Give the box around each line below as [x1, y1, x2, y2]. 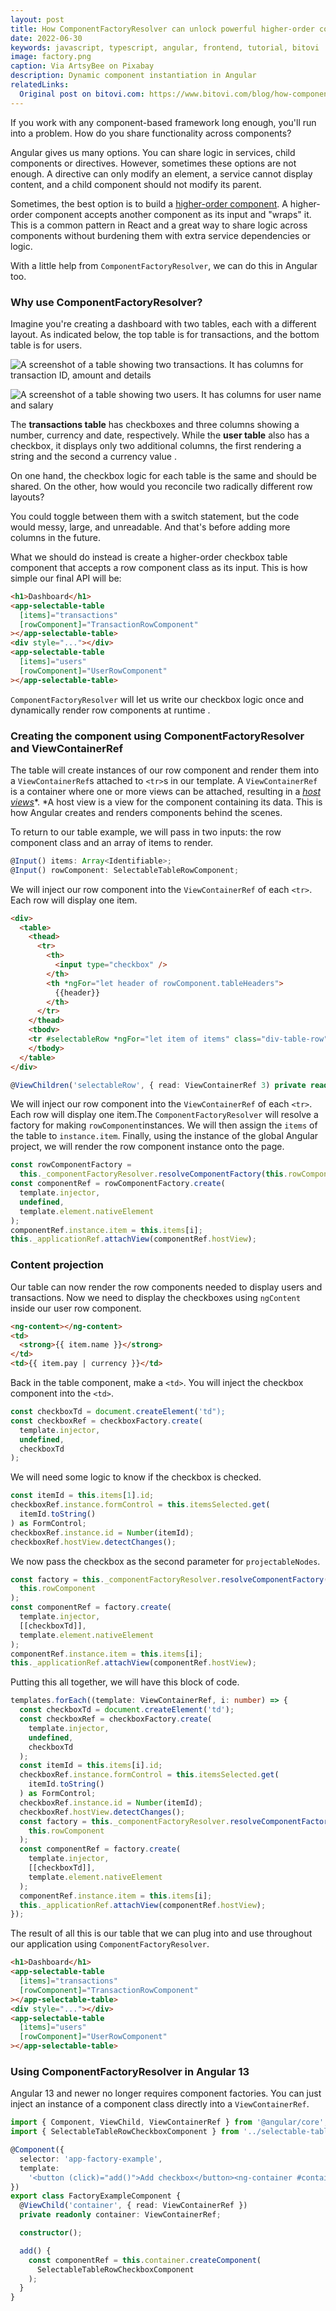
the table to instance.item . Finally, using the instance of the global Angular [10, 1130, 319, 1142]
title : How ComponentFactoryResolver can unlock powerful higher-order [10, 24, 315, 34]
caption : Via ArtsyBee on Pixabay [10, 61, 155, 71]
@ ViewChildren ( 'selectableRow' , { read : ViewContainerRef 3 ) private [10, 1080, 307, 1090]
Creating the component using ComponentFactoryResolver [10, 729, 305, 743]
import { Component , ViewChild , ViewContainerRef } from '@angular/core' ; [10, 2117, 329, 2128]
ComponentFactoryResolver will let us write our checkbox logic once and [10, 693, 305, 705]
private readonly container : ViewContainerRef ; [19, 2210, 222, 2220]
